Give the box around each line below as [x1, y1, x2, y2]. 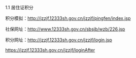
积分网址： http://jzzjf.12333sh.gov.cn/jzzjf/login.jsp [5, 37, 113, 43]
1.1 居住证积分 [5, 5, 34, 10]
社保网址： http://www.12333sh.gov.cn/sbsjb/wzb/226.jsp [5, 26, 125, 32]
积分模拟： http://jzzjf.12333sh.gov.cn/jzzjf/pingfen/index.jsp [5, 15, 131, 21]
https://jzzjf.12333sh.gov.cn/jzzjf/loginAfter [5, 47, 95, 53]
